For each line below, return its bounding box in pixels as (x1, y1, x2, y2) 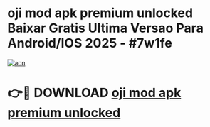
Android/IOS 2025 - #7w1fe (7, 35, 172, 51)
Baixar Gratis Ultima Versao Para (7, 20, 204, 36)
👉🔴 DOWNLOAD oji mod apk (7, 85, 182, 101)
